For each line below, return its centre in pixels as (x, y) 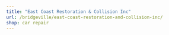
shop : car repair (28, 23)
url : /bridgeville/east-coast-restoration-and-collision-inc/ (84, 17)
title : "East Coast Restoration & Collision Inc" (69, 12)
